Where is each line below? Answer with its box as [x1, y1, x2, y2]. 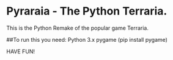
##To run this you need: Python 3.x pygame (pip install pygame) [6, 36, 168, 43]
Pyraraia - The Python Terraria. [6, 4, 167, 18]
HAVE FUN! [6, 47, 35, 55]
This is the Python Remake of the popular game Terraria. [6, 24, 149, 32]
